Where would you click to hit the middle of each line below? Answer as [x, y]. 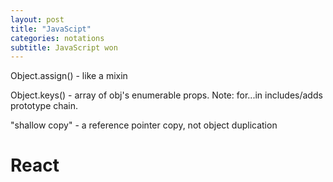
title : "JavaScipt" [51, 29]
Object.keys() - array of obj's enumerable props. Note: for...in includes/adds [166, 95]
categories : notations [57, 38]
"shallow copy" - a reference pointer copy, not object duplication [144, 125]
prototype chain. [44, 106]
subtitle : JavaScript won [64, 47]
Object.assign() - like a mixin [69, 76]
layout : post [37, 19]
